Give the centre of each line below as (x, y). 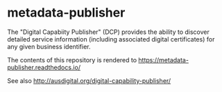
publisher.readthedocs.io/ (44, 67)
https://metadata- (164, 59)
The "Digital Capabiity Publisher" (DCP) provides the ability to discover (109, 32)
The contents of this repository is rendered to (72, 59)
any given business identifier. (49, 46)
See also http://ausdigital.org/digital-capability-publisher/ (89, 80)
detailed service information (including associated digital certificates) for (111, 39)
